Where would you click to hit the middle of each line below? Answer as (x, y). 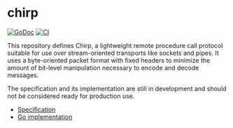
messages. (23, 75)
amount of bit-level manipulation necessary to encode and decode (103, 67)
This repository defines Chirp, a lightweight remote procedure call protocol (115, 45)
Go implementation (45, 117)
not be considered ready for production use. (71, 96)
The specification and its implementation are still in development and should (117, 88)
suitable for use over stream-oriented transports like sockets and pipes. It (113, 53)
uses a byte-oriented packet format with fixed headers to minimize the (109, 60)
